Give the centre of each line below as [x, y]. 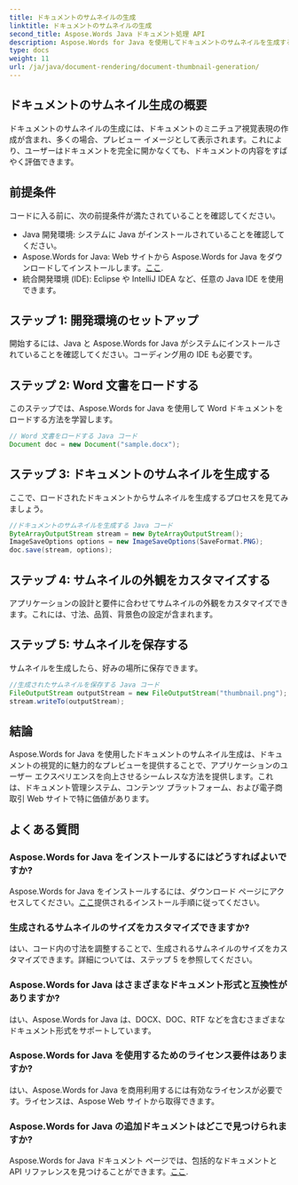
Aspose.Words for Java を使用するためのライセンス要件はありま [148, 1055]
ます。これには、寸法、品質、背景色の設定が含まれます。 [114, 614]
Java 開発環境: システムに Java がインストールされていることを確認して [153, 234]
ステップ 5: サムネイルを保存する [99, 645]
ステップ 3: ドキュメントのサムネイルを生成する [140, 475]
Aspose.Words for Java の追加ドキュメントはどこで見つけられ [144, 1126]
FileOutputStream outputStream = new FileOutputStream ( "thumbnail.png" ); [149, 693]
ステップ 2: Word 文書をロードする [104, 385]
